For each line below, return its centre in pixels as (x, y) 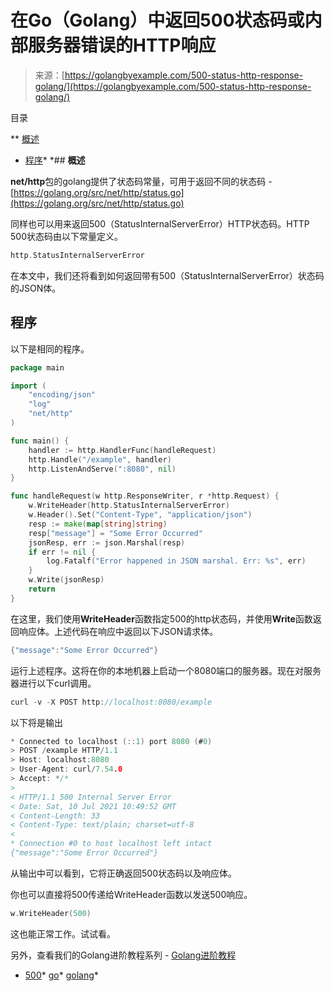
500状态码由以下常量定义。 (66, 236)
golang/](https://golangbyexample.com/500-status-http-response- (173, 86)
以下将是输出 (36, 722)
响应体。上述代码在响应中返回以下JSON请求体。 (118, 631)
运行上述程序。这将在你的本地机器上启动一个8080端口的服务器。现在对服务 (166, 670)
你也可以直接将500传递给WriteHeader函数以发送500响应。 (131, 894)
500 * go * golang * (61, 975)
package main (37, 367)
